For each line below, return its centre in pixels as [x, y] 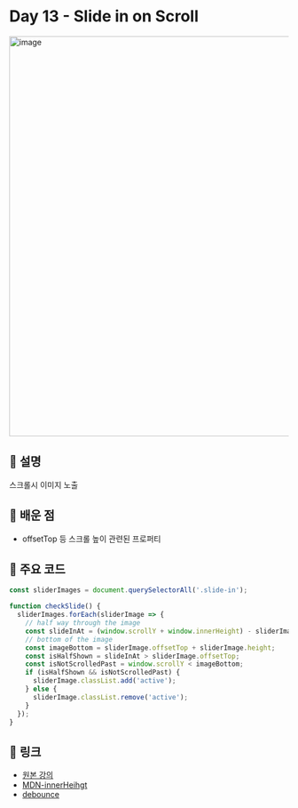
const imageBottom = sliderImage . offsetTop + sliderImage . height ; [150, 648]
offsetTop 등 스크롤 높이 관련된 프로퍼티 [91, 539]
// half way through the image [83, 623]
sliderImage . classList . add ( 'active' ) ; [104, 681]
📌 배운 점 [32, 516]
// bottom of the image [69, 639]
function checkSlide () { [55, 606]
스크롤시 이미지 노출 [43, 484]
